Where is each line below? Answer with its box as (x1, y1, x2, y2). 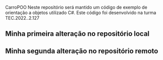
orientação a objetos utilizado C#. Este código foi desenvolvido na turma (5, 10, 156, 16)
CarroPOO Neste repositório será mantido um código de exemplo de (5, 5, 147, 10)
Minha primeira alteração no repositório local (5, 30, 150, 38)
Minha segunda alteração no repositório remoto (5, 46, 158, 55)
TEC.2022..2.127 (5, 15, 39, 21)
